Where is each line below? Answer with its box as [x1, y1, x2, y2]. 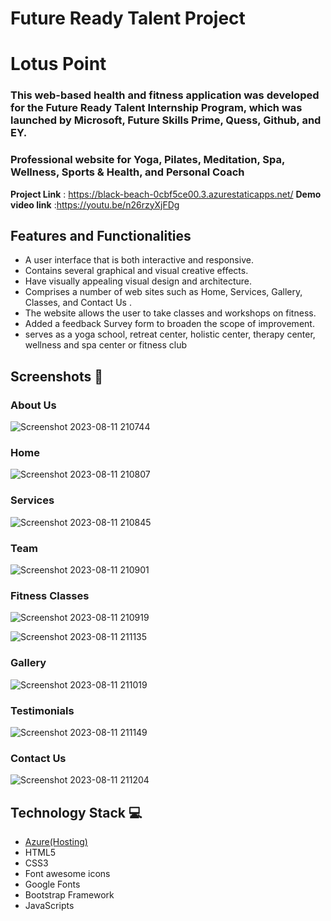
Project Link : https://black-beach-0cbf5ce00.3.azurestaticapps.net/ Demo [10, 188, 322, 200]
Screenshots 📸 [10, 368, 104, 385]
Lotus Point [10, 53, 107, 76]
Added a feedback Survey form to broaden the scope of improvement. [24, 318, 315, 330]
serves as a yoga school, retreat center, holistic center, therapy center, [24, 328, 316, 341]
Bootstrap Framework [24, 888, 115, 901]
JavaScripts [24, 899, 75, 911]
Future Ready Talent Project [10, 7, 246, 30]
